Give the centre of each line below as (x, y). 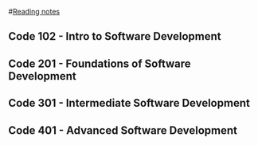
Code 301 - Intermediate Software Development (129, 103)
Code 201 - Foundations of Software (100, 63)
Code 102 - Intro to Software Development (115, 36)
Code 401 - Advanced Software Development (123, 130)
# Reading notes (34, 12)
